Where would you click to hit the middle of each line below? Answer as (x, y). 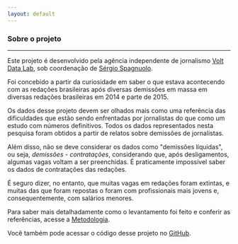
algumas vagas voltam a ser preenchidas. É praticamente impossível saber (116, 162)
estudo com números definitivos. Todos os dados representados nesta (110, 125)
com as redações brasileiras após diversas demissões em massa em (107, 89)
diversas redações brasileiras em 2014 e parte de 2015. (88, 97)
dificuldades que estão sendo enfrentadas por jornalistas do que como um (116, 118)
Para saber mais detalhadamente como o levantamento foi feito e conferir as (119, 211)
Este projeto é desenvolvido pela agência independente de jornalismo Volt (116, 60)
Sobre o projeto (34, 38)
